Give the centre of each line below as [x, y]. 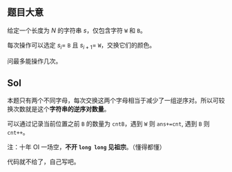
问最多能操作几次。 [35, 61]
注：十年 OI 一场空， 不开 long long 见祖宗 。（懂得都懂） [86, 147]
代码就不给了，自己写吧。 [43, 162]
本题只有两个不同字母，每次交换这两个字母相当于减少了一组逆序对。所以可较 [116, 101]
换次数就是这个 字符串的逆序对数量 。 [59, 109]
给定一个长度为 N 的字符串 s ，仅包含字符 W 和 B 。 [77, 30]
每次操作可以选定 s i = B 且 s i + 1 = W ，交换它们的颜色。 [81, 46]
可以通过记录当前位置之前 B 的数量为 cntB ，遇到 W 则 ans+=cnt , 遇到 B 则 [108, 124]
